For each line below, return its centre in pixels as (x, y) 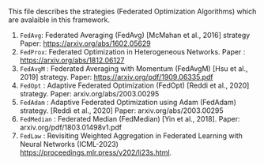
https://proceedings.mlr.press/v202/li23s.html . (96, 152)
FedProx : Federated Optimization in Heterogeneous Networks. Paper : (132, 52)
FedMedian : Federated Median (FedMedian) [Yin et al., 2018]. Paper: (130, 119)
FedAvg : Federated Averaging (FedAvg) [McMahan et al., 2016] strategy (135, 35)
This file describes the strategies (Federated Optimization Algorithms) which (132, 11)
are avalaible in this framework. (59, 20)
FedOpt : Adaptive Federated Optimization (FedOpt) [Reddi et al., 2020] (134, 85)
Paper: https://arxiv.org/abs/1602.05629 (85, 43)
